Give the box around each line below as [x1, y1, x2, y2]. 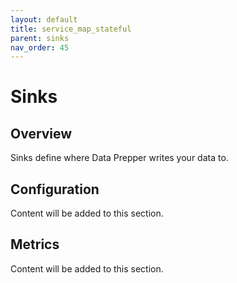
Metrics [10, 236, 60, 253]
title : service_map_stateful [10, 24, 132, 34]
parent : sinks [10, 33, 70, 43]
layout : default [10, 14, 78, 25]
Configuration [10, 181, 100, 198]
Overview [10, 125, 73, 142]
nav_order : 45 [10, 42, 70, 53]
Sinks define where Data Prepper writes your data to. [10, 152, 229, 164]
